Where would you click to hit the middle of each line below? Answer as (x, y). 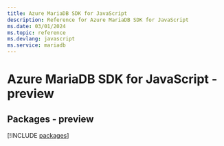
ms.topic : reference (37, 33)
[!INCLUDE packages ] (38, 135)
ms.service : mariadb (37, 45)
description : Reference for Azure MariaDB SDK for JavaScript (98, 20)
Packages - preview (51, 119)
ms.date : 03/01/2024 (37, 26)
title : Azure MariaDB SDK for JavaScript (67, 13)
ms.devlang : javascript (41, 39)
